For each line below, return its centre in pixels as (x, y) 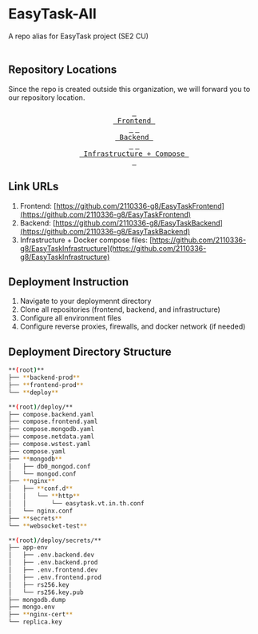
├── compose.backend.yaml (51, 414)
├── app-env (28, 548)
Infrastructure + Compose (134, 154)
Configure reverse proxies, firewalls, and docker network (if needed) (133, 327)
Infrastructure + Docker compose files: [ (86, 240)
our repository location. (47, 98)
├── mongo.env (32, 607)
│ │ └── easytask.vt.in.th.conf (77, 504)
